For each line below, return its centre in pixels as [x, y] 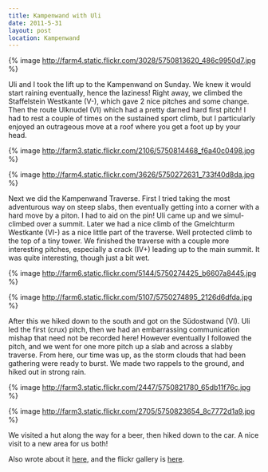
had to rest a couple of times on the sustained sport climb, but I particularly [132, 118]
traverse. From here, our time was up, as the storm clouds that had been [127, 355]
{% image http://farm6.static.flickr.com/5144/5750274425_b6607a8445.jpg [132, 273]
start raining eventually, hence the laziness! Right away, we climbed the [126, 93]
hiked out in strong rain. [47, 372]
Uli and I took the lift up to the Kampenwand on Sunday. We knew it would [130, 85]
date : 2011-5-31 [35, 23]
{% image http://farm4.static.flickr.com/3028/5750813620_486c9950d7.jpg [132, 61]
